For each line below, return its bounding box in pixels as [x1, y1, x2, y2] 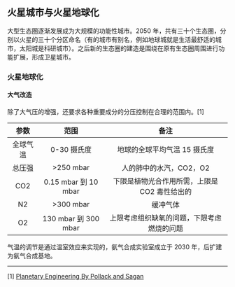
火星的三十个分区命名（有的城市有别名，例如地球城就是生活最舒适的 [19, 35, 215, 43]
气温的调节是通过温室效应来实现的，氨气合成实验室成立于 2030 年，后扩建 [7, 242, 222, 251]
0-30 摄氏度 [50, 144, 92, 154]
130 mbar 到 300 [42, 213, 100, 223]
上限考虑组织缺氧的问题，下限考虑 [109, 213, 222, 223]
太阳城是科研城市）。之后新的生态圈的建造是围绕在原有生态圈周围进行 [19, 44, 219, 52]
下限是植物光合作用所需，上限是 [113, 176, 219, 185]
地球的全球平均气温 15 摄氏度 [117, 144, 215, 154]
